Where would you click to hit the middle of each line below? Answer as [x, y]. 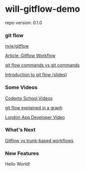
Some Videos [21, 87]
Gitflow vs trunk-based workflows [39, 141]
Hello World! [18, 164]
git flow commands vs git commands [42, 65]
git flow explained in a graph [34, 108]
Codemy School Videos [29, 98]
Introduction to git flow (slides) [36, 75]
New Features [22, 153]
